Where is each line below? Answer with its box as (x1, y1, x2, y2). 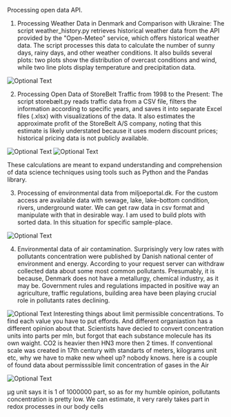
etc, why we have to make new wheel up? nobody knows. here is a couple (7, 353, 219, 362)
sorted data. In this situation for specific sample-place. (17, 218, 173, 226)
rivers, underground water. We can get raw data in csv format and (17, 204, 205, 211)
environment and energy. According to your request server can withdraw (17, 260, 225, 268)
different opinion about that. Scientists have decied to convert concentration (7, 324, 224, 332)
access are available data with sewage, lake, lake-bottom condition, (17, 196, 210, 204)
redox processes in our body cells (7, 403, 104, 410)
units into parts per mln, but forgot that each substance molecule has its (7, 331, 212, 340)
